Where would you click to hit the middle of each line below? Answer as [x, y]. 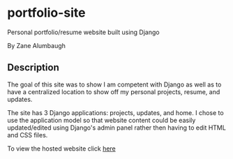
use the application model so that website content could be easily [102, 120]
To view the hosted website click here [62, 149]
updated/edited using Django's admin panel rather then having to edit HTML [117, 128]
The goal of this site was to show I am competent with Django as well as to [114, 84]
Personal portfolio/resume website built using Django [83, 32]
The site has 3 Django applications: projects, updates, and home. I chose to [116, 112]
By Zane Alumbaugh [37, 45]
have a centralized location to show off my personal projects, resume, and [114, 91]
